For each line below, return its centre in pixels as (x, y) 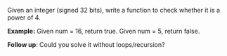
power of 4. (24, 17)
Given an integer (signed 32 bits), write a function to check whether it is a (113, 10)
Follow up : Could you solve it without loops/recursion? (86, 44)
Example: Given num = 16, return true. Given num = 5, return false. (104, 31)
